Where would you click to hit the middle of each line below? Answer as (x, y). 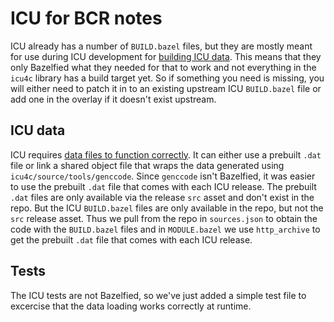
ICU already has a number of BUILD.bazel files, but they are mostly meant (161, 46)
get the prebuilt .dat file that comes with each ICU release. (131, 239)
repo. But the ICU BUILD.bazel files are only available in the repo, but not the (167, 208)
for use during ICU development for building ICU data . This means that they (166, 56)
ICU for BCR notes (86, 18)
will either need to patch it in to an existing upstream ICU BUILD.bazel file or (166, 88)
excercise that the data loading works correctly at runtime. (131, 306)
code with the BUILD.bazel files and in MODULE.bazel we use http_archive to (165, 229)
